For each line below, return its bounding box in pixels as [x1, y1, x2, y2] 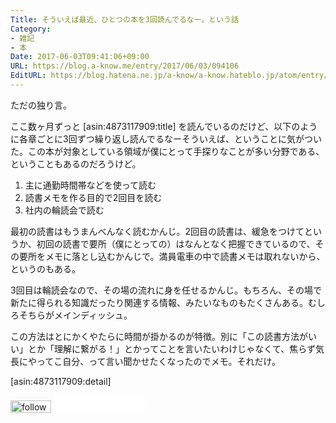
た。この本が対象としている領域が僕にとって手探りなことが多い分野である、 [10, 145, 325, 157]
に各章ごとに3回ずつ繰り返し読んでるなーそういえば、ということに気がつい [10, 132, 322, 145]
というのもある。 [10, 262, 81, 275]
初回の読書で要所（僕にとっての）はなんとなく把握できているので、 [36, 237, 316, 250]
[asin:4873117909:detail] [10, 375, 112, 387]
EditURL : [10, 71, 47, 81]
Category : [10, 24, 52, 34]
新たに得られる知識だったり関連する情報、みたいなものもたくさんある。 [10, 296, 308, 308]
